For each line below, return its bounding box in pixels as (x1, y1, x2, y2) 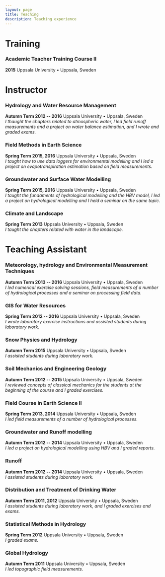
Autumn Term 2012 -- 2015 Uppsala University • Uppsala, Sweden (5, 376, 143, 382)
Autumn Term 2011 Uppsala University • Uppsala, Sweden (5, 561, 126, 567)
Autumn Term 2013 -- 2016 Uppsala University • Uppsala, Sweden (5, 279, 143, 285)
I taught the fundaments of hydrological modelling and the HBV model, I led (5, 192, 160, 198)
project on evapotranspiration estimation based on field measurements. (5, 163, 153, 169)
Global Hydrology (5, 550, 49, 557)
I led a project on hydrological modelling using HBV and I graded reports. (5, 445, 155, 451)
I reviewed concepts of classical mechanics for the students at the (5, 382, 142, 388)
